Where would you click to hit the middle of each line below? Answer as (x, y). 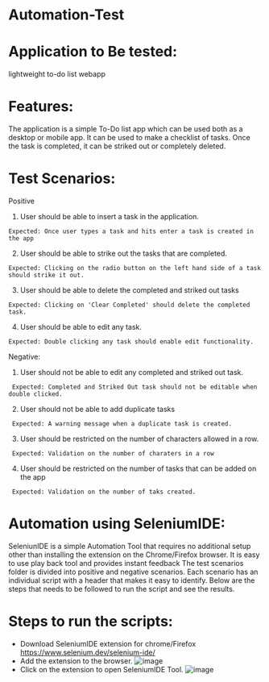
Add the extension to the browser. (76, 661)
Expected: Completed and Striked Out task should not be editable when (134, 387)
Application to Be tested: (93, 52)
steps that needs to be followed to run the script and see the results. (122, 588)
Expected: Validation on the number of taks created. (104, 492)
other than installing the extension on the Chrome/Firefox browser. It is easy (134, 555)
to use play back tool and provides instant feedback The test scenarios (126, 563)
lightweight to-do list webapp (57, 74)
